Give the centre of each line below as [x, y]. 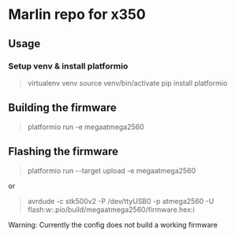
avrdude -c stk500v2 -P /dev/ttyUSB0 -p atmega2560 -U [121, 201]
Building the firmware [62, 108]
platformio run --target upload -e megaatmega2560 [112, 170]
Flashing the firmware [63, 152]
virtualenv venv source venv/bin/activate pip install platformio [127, 83]
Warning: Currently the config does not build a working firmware [113, 224]
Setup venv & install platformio [68, 66]
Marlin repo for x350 [77, 15]
